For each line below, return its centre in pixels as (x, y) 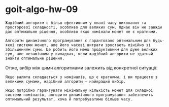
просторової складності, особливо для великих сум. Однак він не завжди (84, 27)
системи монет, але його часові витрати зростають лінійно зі (84, 45)
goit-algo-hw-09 (42, 9)
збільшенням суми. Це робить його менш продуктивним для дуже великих (81, 49)
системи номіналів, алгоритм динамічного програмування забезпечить (79, 95)
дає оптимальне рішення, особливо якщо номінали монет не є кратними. (81, 31)
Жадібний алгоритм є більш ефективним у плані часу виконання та (76, 23)
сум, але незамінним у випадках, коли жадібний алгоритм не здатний (79, 54)
